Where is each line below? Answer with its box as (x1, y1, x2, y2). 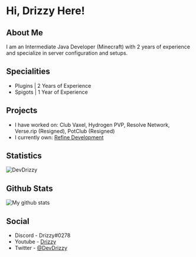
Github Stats (6, 183, 53, 193)
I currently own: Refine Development (14, 134, 104, 141)
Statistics (6, 151, 43, 161)
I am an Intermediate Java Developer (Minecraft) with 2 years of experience (6, 43, 191, 50)
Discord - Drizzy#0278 (14, 232, 71, 239)
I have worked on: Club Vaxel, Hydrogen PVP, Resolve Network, (14, 121, 170, 128)
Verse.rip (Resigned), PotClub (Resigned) (14, 127, 115, 134)
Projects (6, 106, 38, 116)
